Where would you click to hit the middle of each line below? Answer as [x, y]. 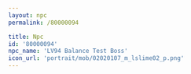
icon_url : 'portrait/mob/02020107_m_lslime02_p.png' [96, 58]
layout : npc [28, 15]
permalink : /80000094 [44, 23]
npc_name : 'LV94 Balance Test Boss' [68, 51]
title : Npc [26, 37]
